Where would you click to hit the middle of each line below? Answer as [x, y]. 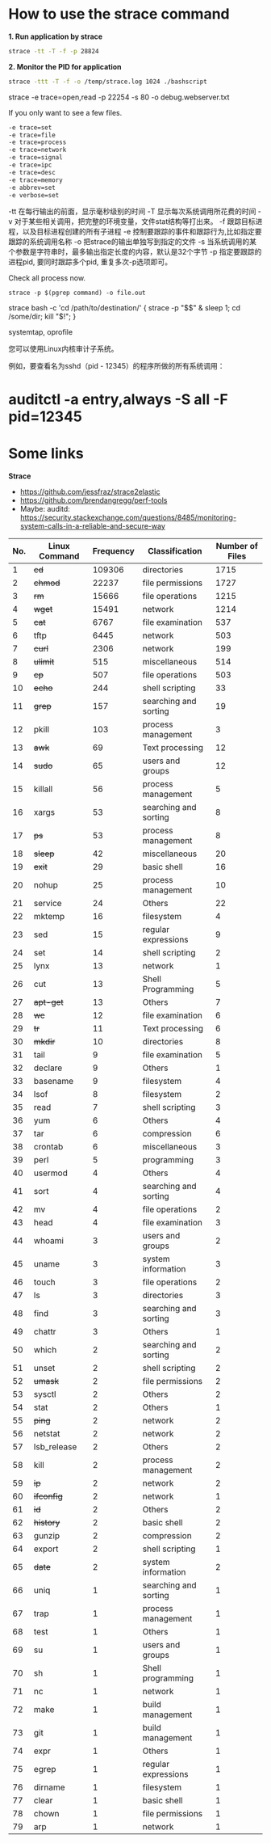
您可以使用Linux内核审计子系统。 [63, 349]
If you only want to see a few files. [65, 112]
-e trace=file [32, 135]
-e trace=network [38, 150]
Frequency [113, 550]
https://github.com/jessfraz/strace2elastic [90, 491]
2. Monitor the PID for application [65, 66]
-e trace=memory [35, 180]
